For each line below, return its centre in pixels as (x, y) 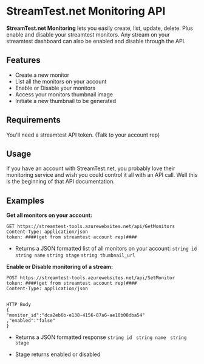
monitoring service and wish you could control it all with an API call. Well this (102, 175)
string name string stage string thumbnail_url (75, 255)
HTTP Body (19, 305)
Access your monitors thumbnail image (64, 94)
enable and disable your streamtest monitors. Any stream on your (88, 34)
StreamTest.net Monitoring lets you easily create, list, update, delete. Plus (100, 28)
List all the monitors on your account (61, 81)
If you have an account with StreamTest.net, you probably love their (91, 168)
